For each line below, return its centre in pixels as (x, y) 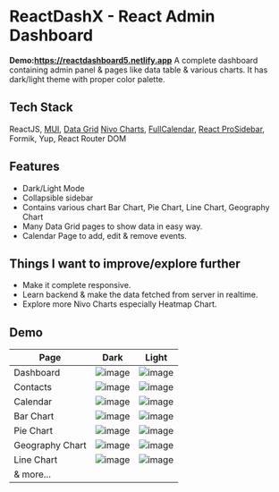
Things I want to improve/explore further (125, 263)
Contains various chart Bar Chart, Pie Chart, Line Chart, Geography (146, 207)
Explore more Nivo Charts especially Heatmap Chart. (119, 304)
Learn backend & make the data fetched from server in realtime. (140, 295)
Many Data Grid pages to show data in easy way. (112, 226)
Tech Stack (41, 108)
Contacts (33, 387)
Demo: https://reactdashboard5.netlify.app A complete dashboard (134, 60)
